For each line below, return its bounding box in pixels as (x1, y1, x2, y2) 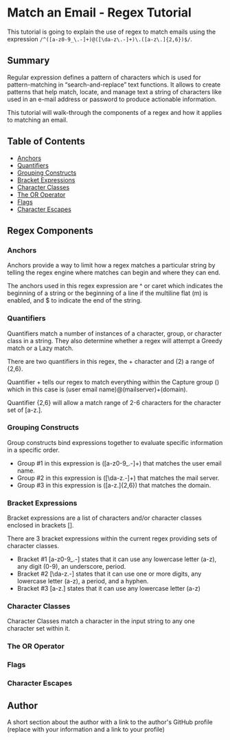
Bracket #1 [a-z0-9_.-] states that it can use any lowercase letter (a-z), (16, 555, 217, 563)
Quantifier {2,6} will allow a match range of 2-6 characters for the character (7, 398, 222, 406)
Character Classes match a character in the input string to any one (7, 617, 196, 625)
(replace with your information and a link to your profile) (7, 726, 165, 734)
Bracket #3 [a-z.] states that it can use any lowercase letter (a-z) (16, 585, 201, 593)
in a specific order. (7, 446, 60, 454)
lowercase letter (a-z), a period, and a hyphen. (16, 577, 149, 585)
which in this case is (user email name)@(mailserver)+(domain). (7, 385, 188, 393)
